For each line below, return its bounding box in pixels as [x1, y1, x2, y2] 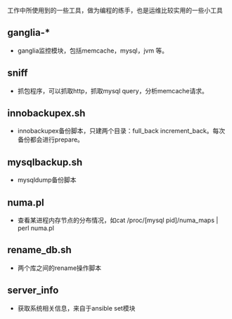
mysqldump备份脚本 [17, 176, 77, 184]
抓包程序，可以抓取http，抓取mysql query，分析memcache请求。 [17, 86, 209, 95]
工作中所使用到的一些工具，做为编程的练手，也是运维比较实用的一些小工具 [7, 6, 223, 14]
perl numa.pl [17, 224, 55, 233]
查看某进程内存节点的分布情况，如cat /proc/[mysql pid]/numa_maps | [17, 216, 219, 224]
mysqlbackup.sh [7, 156, 83, 168]
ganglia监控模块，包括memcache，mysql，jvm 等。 [17, 46, 169, 55]
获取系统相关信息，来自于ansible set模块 [17, 304, 136, 312]
